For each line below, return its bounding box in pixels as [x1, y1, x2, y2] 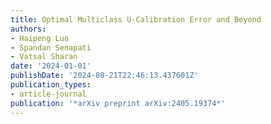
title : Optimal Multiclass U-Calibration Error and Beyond [10, 14, 262, 25]
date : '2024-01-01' [10, 61, 92, 71]
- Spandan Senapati [10, 42, 92, 53]
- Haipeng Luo [10, 33, 70, 43]
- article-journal [10, 89, 87, 99]
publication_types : [10, 80, 92, 90]
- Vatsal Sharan [10, 52, 78, 62]
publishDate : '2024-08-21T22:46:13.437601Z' [10, 71, 199, 81]
